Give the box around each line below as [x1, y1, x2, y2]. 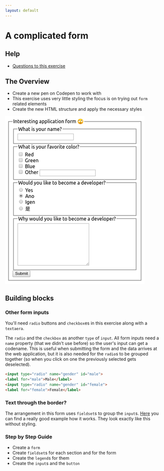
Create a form [12, 445, 41, 451]
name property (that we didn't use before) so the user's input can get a [5, 340, 148, 346]
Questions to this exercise [12, 63, 65, 69]
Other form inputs [5, 309, 50, 316]
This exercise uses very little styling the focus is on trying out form [12, 96, 148, 102]
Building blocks [5, 294, 54, 302]
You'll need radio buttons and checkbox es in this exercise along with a [5, 320, 148, 326]
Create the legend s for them [12, 455, 69, 461]
